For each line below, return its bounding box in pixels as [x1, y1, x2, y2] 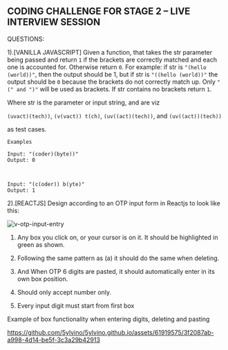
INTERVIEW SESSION [7, 17, 101, 28]
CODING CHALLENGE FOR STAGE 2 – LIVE [7, 6, 191, 17]
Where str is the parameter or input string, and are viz [7, 98, 160, 107]
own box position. [17, 275, 68, 283]
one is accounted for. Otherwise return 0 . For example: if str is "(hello [7, 62, 207, 71]
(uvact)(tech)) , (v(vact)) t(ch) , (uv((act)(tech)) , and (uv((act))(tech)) [7, 111, 222, 120]
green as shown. [17, 240, 65, 248]
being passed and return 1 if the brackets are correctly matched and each [7, 55, 218, 64]
